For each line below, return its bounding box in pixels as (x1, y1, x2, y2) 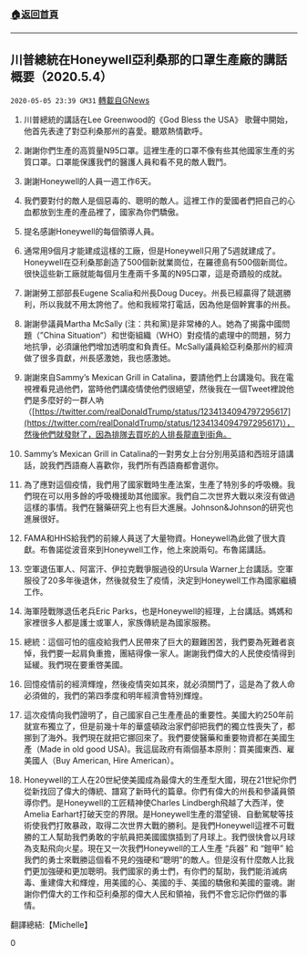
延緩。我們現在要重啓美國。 (23, 660, 128, 670)
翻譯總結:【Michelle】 (10, 920, 93, 930)
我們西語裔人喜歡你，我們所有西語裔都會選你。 (47, 460, 224, 471)
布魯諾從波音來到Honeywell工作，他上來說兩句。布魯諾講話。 (39, 545, 271, 556)
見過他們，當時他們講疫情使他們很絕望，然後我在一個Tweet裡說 (47, 383, 287, 394)
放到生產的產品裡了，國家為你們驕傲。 (39, 207, 184, 218)
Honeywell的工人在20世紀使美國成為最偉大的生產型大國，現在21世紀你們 (23, 774, 297, 785)
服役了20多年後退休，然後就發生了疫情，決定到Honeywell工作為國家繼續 (23, 575, 297, 586)
